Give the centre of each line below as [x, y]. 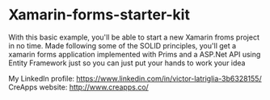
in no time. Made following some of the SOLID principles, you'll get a [122, 45]
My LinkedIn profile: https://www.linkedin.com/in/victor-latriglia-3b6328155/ [135, 78]
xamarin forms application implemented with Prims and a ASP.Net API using [135, 54]
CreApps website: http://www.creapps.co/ [79, 87]
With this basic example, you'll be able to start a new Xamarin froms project [134, 37]
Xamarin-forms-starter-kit [99, 15]
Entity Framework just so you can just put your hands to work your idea [127, 63]
